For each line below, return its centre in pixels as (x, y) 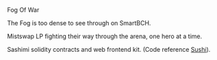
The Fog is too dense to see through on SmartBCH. (79, 23)
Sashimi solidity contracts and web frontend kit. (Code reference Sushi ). (109, 49)
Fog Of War (23, 10)
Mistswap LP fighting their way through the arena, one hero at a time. (105, 36)
